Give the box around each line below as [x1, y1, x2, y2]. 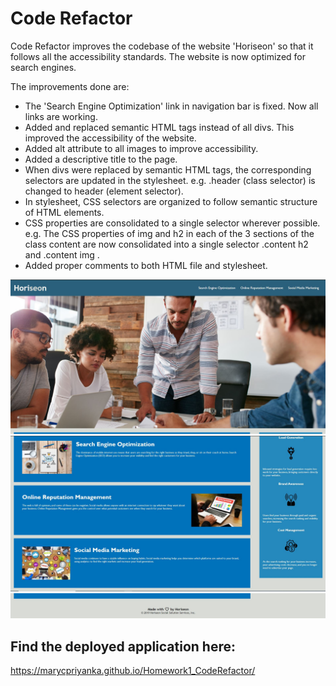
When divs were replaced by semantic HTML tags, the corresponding [24, 163, 312, 176]
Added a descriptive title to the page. [24, 153, 178, 165]
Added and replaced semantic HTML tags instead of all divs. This [24, 121, 295, 133]
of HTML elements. [24, 206, 105, 218]
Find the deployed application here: [10, 638, 237, 655]
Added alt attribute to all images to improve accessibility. [24, 142, 259, 154]
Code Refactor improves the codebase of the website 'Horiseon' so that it [10, 40, 314, 52]
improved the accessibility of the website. [24, 132, 197, 144]
